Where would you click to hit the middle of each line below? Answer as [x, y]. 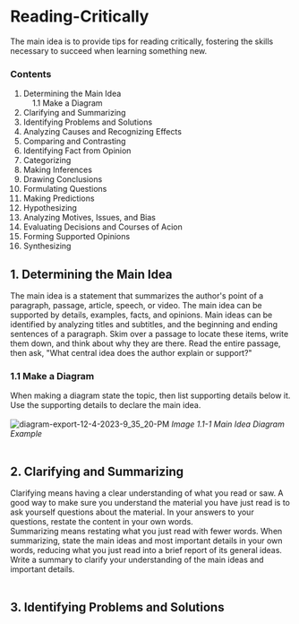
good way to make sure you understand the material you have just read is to [150, 503]
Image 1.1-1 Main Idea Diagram [228, 424]
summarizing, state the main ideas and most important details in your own [146, 541]
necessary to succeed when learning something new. [109, 50]
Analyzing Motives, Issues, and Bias [89, 218]
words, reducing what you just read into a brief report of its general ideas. [146, 550]
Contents [31, 74]
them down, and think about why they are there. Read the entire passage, [145, 343]
